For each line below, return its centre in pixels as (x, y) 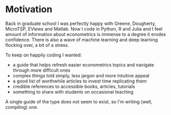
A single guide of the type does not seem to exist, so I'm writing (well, (79, 102)
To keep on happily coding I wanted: (44, 55)
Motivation (29, 9)
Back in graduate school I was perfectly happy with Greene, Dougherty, (81, 23)
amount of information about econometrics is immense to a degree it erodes (86, 34)
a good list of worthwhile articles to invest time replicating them (80, 81)
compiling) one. (22, 107)
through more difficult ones (41, 70)
